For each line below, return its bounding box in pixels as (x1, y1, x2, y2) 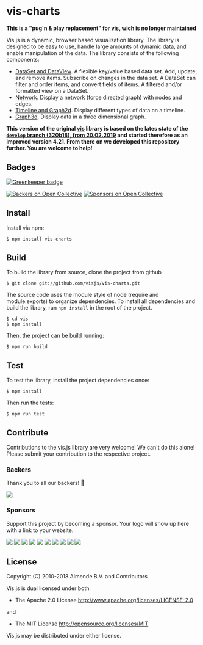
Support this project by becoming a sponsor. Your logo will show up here (6, 520, 189, 527)
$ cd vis (6, 316, 29, 322)
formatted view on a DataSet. (15, 87, 89, 94)
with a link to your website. (6, 527, 74, 534)
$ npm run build (6, 344, 48, 350)
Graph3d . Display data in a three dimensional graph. (15, 113, 146, 120)
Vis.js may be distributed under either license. (6, 632, 122, 640)
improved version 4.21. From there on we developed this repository (6, 137, 180, 145)
